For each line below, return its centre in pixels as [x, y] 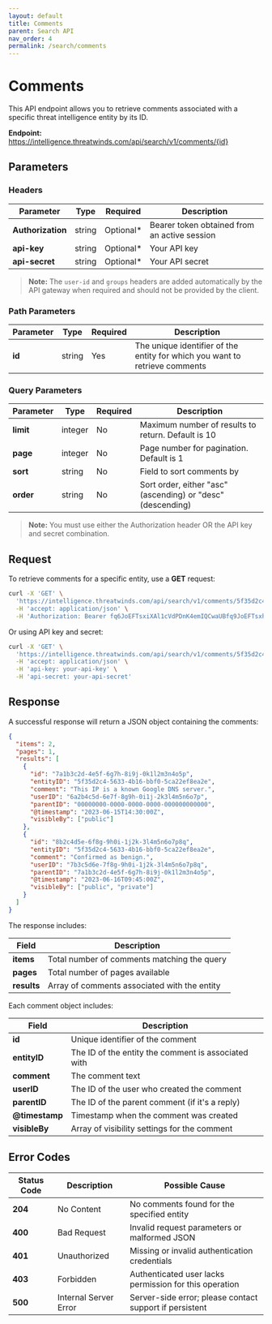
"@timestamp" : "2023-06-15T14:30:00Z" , [97, 812]
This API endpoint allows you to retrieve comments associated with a [123, 109]
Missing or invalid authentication [191, 1250]
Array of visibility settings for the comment [152, 1128]
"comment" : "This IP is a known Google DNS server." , [123, 789]
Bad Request [82, 1232]
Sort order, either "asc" [184, 485]
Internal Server [85, 1297]
